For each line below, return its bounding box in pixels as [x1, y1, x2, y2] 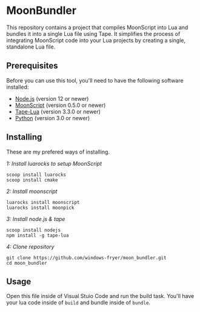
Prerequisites [6, 61, 58, 71]
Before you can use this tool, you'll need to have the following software [6, 76, 184, 84]
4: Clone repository [6, 243, 55, 250]
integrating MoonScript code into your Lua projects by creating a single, [6, 36, 186, 44]
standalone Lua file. [6, 43, 56, 50]
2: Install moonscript [6, 188, 58, 195]
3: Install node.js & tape [6, 215, 65, 222]
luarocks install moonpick [6, 205, 75, 211]
